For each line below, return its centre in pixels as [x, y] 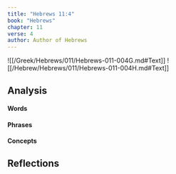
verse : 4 [20, 34]
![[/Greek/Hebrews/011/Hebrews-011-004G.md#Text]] [87, 60]
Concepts [22, 141]
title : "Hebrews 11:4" [41, 14]
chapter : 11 [25, 27]
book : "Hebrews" [31, 21]
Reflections [33, 163]
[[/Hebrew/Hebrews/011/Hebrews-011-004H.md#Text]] [88, 68]
